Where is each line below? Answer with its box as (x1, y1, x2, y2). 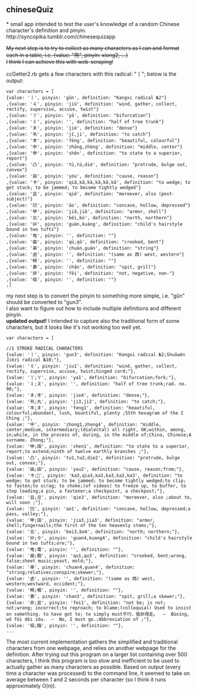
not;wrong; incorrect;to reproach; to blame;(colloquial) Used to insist (6, 605, 192, 611)
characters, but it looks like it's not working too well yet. (6, 324, 142, 331)
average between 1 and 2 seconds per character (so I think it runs (6, 675, 167, 683)
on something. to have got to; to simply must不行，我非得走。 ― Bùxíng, (6, 611, 190, 617)
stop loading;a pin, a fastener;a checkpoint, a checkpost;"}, (6, 488, 165, 494)
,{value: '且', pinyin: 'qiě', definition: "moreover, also (6, 190, 157, 197)
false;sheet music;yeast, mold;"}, (6, 558, 94, 564)
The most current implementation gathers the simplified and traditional (6, 638, 178, 645)
